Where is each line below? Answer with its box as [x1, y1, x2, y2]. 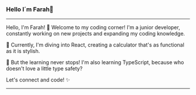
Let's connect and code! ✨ [6, 76, 71, 83]
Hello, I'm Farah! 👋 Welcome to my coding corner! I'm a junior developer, [6, 24, 180, 31]
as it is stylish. [6, 48, 40, 55]
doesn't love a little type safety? [6, 65, 83, 72]
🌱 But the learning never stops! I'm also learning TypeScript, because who [6, 59, 184, 66]
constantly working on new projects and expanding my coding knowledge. [6, 30, 185, 37]
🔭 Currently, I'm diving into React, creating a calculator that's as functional [6, 41, 185, 48]
